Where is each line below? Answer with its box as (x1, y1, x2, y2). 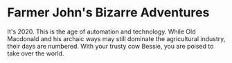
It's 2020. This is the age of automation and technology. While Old (7, 27, 196, 36)
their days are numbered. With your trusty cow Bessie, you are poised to (7, 42, 214, 50)
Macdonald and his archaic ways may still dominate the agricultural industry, (7, 34, 226, 42)
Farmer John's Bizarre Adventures (7, 5, 210, 21)
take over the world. (7, 49, 64, 58)
